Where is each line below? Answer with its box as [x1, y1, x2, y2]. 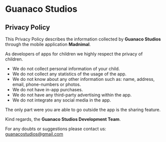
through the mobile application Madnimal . [5, 41, 91, 47]
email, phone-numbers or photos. [12, 81, 81, 87]
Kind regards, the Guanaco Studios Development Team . [5, 116, 121, 122]
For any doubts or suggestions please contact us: [5, 126, 107, 132]
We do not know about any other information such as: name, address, [12, 76, 155, 82]
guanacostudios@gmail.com [5, 131, 63, 137]
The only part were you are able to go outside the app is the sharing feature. [5, 107, 161, 112]
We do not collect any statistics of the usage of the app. [12, 71, 127, 77]
